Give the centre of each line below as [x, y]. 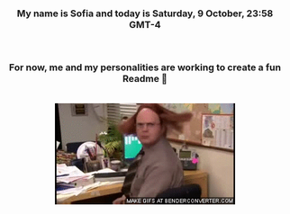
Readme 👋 [145, 79]
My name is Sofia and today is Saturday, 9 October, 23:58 [145, 13]
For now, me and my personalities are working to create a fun [145, 67]
